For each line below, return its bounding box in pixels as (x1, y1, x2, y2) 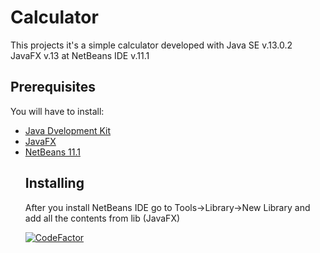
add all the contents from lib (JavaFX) (24, 212, 181, 224)
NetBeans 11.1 (24, 146, 81, 158)
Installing (24, 175, 85, 192)
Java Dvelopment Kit (24, 124, 112, 136)
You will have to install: (10, 105, 105, 117)
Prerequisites (10, 79, 96, 96)
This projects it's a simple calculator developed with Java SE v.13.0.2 (10, 39, 293, 51)
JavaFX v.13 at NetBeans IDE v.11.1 (10, 49, 150, 61)
